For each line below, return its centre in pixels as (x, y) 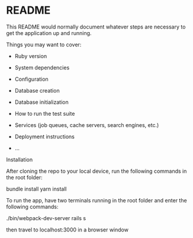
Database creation (37, 90)
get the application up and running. (49, 33)
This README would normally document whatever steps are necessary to (96, 27)
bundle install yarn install (36, 189)
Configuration (31, 79)
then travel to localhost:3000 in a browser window (67, 230)
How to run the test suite (45, 113)
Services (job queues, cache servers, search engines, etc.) (87, 125)
